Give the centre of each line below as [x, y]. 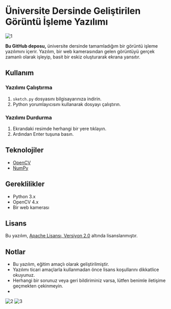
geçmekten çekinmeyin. [38, 286]
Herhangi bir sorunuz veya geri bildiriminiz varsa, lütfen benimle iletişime [89, 281]
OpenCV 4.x [26, 202]
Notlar [16, 252]
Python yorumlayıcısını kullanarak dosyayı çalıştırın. [67, 104]
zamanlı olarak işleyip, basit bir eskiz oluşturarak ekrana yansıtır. [73, 57]
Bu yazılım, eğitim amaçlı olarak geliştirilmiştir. [61, 264]
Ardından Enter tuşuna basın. [43, 134]
